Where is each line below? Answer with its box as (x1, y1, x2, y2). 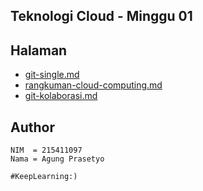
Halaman (10, 42, 68, 59)
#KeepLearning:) (10, 172, 78, 182)
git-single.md (24, 69, 80, 81)
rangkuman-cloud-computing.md (24, 79, 163, 91)
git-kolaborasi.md (24, 90, 98, 102)
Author (10, 119, 55, 136)
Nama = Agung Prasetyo (10, 154, 105, 164)
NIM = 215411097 (10, 145, 83, 156)
